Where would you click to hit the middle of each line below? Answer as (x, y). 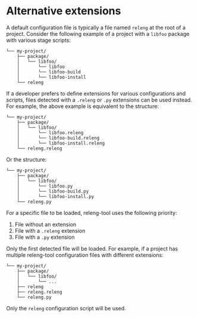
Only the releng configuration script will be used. (66, 308)
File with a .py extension (45, 237)
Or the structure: (26, 159)
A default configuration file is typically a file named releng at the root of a (96, 27)
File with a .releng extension (50, 230)
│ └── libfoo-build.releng (58, 138)
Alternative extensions (64, 11)
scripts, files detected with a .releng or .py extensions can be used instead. (99, 100)
